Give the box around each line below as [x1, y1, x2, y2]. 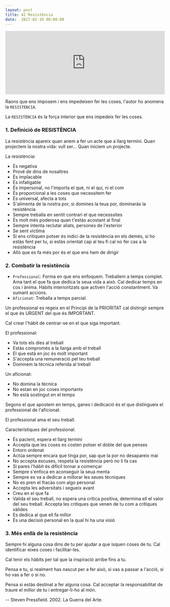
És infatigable [12, 179, 41, 185]
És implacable [12, 173, 42, 180]
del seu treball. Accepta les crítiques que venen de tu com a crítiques [12, 501, 157, 507]
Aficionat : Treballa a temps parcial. [12, 295, 87, 301]
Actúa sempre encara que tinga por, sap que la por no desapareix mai [12, 452, 158, 458]
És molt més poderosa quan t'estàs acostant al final [12, 217, 120, 223]
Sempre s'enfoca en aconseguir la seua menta [12, 469, 110, 475]
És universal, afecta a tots [12, 195, 67, 201]
